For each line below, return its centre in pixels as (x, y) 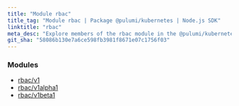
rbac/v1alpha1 (38, 88)
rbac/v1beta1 (36, 95)
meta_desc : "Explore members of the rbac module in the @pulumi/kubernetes (122, 34)
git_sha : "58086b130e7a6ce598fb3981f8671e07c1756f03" (89, 40)
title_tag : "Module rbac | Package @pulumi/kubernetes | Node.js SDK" (114, 20)
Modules (23, 65)
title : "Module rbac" (39, 14)
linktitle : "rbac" (34, 27)
